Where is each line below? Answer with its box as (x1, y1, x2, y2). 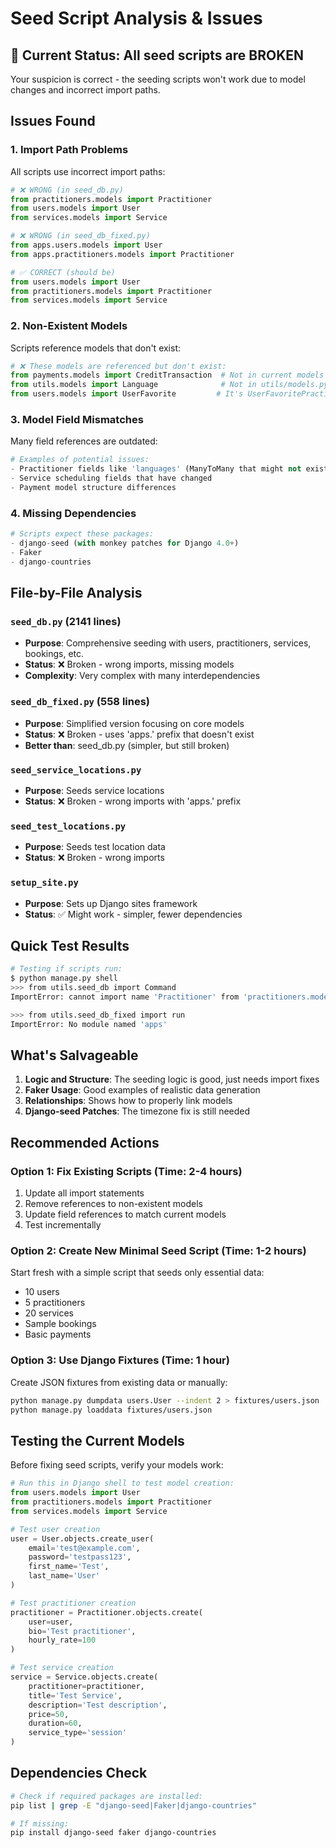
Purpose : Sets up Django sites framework (24, 897, 198, 909)
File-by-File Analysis (10, 585, 143, 602)
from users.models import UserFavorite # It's (10, 389, 244, 399)
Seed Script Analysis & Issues (10, 7, 263, 30)
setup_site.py (10, 877, 79, 889)
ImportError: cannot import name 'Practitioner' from (10, 992, 240, 1002)
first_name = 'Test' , (28, 1562, 110, 1572)
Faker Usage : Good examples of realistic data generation (24, 1084, 261, 1096)
